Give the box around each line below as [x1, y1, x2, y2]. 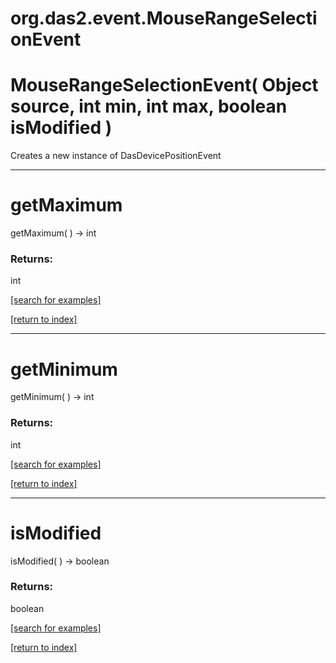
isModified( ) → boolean [10, 555, 110, 567]
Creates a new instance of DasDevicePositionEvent [10, 150, 222, 162]
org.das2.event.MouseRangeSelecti [10, 7, 318, 30]
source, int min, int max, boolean [10, 95, 288, 118]
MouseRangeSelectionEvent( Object [10, 74, 319, 97]
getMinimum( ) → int [10, 391, 95, 403]
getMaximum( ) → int [10, 227, 97, 239]
